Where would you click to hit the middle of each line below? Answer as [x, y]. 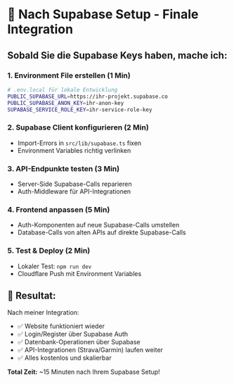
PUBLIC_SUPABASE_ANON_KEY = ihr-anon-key [66, 103]
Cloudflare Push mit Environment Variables [79, 273]
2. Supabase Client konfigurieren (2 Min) [78, 127]
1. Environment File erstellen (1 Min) [69, 75]
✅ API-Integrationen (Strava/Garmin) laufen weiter [90, 350]
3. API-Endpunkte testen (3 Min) [64, 168]
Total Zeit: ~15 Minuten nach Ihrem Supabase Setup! [84, 372]
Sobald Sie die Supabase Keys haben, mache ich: [117, 55]
